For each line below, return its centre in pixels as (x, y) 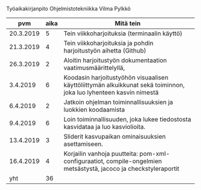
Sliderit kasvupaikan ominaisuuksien (115, 137)
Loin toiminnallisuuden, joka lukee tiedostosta (127, 119)
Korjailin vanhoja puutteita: (101, 154)
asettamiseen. (83, 144)
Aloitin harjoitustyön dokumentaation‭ (115, 60)
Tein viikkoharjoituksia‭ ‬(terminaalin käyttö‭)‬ (123, 33)
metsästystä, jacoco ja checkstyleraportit (121, 168)
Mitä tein (127, 23)
